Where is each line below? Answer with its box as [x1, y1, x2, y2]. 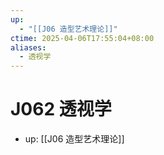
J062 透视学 [10, 98, 112, 121]
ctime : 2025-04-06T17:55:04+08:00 [10, 33, 155, 43]
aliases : [10, 42, 47, 53]
